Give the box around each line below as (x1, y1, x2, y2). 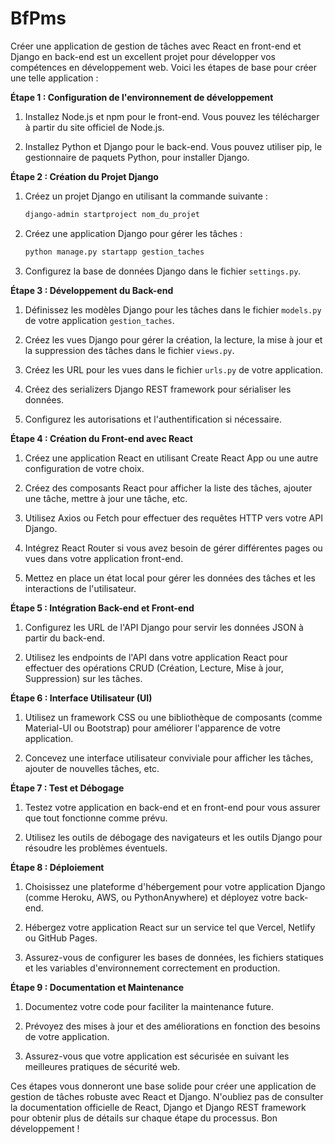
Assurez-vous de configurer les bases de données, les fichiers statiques (24, 951, 324, 963)
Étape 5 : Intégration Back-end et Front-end (10, 602, 195, 614)
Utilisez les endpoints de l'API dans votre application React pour (24, 651, 288, 663)
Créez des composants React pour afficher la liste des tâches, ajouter (24, 482, 313, 494)
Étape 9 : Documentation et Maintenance (10, 981, 184, 993)
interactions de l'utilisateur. (24, 582, 137, 594)
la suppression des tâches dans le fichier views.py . (24, 344, 235, 356)
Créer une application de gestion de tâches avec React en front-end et (10, 40, 302, 52)
